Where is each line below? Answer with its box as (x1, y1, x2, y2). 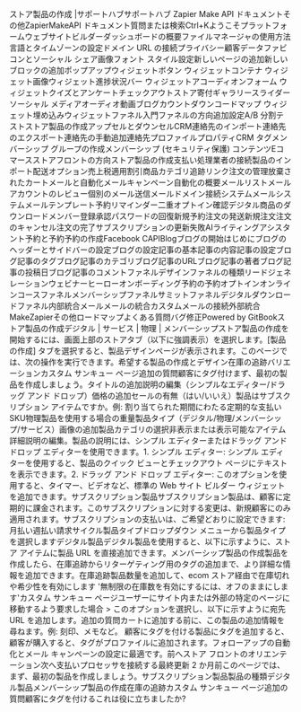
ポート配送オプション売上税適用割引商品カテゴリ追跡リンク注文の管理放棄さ (9, 166, 292, 176)
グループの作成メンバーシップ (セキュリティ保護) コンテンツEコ (50, 144, 285, 154)
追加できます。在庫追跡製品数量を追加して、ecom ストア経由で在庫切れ (24, 570, 290, 580)
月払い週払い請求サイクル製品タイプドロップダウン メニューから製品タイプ (9, 525, 287, 535)
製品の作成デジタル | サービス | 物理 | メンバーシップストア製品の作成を (24, 323, 289, 333)
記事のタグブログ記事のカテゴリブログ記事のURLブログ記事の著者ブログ (16, 256, 284, 266)
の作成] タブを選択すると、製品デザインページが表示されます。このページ (9, 346, 280, 356)
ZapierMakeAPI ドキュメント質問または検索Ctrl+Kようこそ (24, 20, 241, 31)
